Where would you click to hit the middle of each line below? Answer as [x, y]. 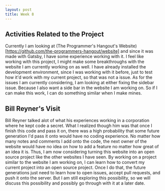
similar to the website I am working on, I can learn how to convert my [75, 162]
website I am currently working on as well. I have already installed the [76, 67]
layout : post [18, 10]
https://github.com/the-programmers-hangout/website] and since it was [80, 51]
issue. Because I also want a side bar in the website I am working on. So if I [81, 88]
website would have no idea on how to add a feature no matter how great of [82, 147]
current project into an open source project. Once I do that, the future [76, 167]
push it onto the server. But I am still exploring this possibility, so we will [78, 178]
